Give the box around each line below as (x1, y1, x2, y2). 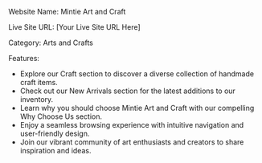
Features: (8, 54, 40, 63)
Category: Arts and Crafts (8, 38, 94, 47)
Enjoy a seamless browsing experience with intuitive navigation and (19, 120, 244, 129)
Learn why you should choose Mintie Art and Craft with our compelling (19, 104, 255, 112)
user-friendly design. (19, 128, 90, 138)
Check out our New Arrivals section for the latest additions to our (19, 86, 235, 96)
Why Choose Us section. (19, 112, 103, 121)
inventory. (19, 95, 54, 104)
